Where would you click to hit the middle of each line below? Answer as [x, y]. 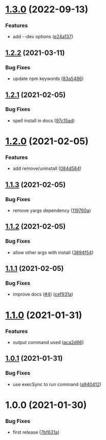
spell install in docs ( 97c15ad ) [44, 120]
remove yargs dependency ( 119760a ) [52, 211]
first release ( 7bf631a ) [36, 432]
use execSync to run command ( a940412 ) [57, 384]
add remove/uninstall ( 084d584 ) [47, 168]
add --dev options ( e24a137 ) [43, 36]
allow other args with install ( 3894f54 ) [53, 252]
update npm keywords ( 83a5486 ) [48, 79]
